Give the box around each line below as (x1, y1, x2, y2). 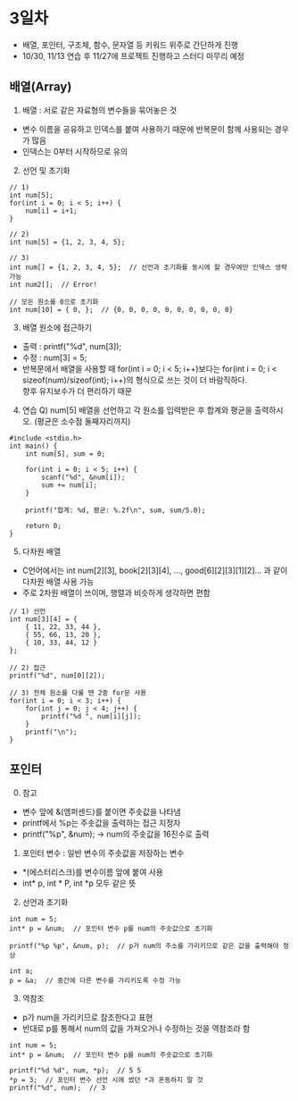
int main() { (9, 441, 58, 450)
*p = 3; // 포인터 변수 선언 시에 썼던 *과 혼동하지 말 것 (9, 1075, 203, 1084)
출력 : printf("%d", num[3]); (21, 340, 122, 351)
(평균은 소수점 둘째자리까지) (34, 416, 131, 426)
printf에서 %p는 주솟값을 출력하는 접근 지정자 (21, 817, 181, 828)
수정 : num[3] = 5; (21, 352, 87, 363)
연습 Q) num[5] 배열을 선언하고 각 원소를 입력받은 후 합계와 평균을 (21, 404, 252, 416)
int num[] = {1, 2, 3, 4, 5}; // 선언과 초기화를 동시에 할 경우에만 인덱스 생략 (9, 263, 287, 272)
